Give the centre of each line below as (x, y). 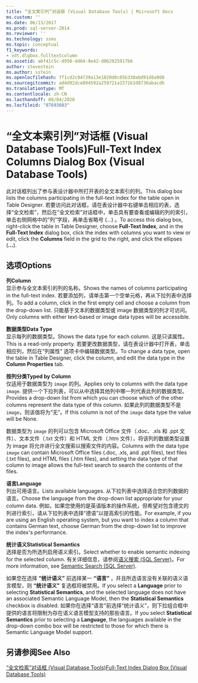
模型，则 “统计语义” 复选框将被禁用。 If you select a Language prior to (96, 585)
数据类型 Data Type (29, 329)
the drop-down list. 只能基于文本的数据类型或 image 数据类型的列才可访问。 (98, 310)
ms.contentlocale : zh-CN (37, 94)
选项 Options (29, 265)
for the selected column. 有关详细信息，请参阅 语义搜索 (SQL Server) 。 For (95, 559)
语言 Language (24, 484)
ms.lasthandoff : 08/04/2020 (41, 99)
